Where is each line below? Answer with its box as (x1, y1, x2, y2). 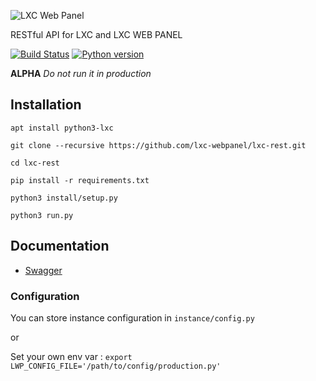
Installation (10, 96, 82, 114)
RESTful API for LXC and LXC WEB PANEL (10, 29, 183, 40)
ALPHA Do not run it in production (10, 68, 152, 79)
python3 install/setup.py (10, 193, 118, 203)
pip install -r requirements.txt (10, 175, 150, 185)
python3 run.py (10, 210, 74, 220)
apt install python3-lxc (10, 123, 114, 133)
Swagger (24, 264, 63, 276)
